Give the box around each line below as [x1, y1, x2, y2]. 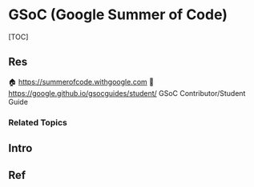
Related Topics [8, 117, 68, 128]
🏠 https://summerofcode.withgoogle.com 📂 [8, 77, 155, 86]
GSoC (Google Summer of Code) [8, 6, 228, 24]
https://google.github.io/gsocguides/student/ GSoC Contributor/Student [8, 88, 246, 97]
